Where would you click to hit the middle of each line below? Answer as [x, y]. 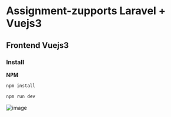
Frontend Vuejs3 [37, 45]
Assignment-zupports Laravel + [86, 11]
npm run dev [21, 96]
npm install [21, 86]
